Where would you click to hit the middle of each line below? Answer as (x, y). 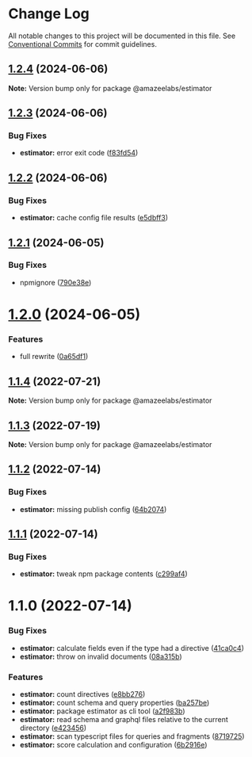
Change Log (49, 14)
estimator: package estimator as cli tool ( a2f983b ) (102, 711)
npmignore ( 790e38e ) (55, 282)
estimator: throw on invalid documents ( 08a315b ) (101, 656)
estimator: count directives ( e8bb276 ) (82, 694)
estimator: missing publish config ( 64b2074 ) (93, 509)
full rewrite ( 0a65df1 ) (54, 357)
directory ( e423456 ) (53, 728)
